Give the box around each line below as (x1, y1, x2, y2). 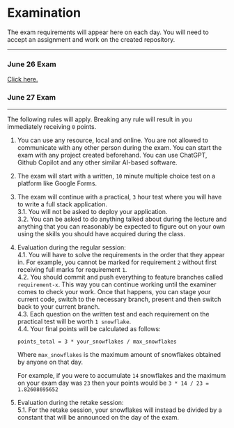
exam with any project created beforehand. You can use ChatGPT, (17, 151, 208, 159)
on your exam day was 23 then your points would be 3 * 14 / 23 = (17, 379, 210, 387)
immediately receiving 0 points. (7, 122, 97, 130)
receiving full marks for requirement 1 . (17, 265, 127, 273)
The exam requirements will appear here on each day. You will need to (7, 28, 209, 36)
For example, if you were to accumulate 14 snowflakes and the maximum (17, 371, 226, 379)
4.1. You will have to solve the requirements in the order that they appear (17, 250, 225, 259)
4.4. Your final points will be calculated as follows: (17, 324, 162, 333)
